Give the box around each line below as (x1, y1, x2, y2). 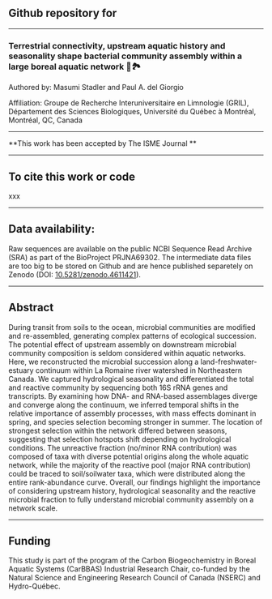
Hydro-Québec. (8, 581, 61, 591)
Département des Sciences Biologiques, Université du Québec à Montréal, (8, 107, 257, 117)
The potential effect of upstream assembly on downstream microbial (8, 340, 237, 349)
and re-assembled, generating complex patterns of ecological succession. (8, 331, 257, 340)
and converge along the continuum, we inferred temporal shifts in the (8, 400, 240, 409)
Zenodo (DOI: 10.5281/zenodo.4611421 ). (8, 269, 142, 279)
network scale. (8, 503, 58, 513)
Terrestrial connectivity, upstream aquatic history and (8, 40, 226, 51)
